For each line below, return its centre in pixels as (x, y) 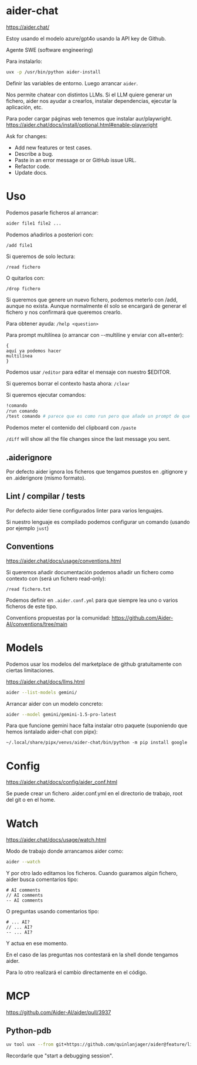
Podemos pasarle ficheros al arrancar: (52, 212)
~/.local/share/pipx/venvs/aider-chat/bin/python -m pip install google (97, 743)
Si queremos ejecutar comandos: (46, 394)
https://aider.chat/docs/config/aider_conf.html (62, 782)
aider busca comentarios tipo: (42, 879)
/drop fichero (23, 289)
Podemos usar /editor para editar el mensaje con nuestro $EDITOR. (89, 372)
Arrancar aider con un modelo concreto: (55, 704)
